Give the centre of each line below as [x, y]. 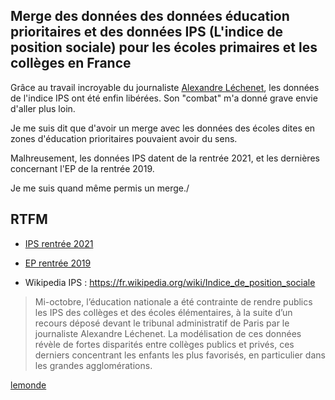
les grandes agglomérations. [93, 365]
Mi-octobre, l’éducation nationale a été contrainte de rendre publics [173, 301]
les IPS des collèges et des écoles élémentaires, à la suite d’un [163, 312]
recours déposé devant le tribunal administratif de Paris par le [162, 323]
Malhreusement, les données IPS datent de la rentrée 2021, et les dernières [165, 158]
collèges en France [71, 63]
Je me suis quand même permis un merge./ [100, 188]
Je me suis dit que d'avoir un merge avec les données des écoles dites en [163, 128]
